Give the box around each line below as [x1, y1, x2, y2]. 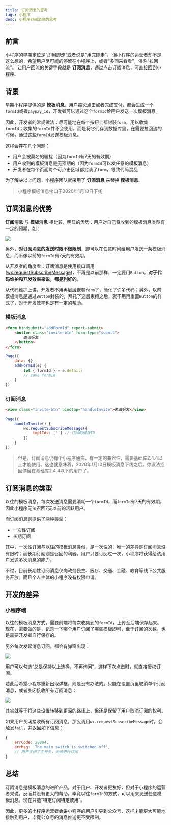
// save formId [23, 373, 56, 378]
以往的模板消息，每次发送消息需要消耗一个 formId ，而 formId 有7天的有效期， [5, 498, 164, 505]
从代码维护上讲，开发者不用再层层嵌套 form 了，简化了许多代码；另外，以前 [5, 287, 162, 293]
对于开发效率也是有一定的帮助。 [18, 300, 85, 306]
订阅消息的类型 [5, 484, 52, 493]
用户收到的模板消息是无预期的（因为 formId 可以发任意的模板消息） [12, 160, 152, 166]
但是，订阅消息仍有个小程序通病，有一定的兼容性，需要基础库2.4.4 [17, 454, 159, 461]
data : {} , [14, 358, 36, 363]
